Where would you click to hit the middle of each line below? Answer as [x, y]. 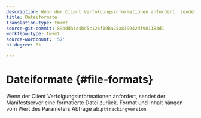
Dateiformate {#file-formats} [80, 80]
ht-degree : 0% [24, 45]
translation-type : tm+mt [37, 23]
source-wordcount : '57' [36, 39]
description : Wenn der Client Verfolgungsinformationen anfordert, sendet [101, 12]
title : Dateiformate [32, 17]
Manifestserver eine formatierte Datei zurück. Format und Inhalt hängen [95, 103]
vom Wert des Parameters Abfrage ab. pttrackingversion [76, 108]
